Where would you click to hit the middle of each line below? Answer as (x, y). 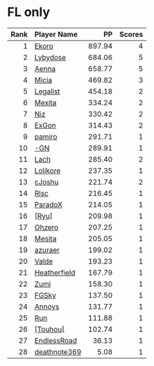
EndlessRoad (56, 340)
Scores (131, 34)
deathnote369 (58, 351)
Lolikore (48, 170)
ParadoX (49, 204)
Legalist (47, 91)
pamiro (46, 137)
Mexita (45, 102)
